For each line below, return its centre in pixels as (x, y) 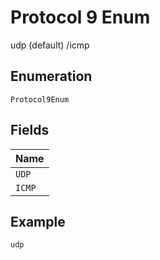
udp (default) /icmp (50, 45)
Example (38, 221)
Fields (30, 130)
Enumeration (51, 76)
